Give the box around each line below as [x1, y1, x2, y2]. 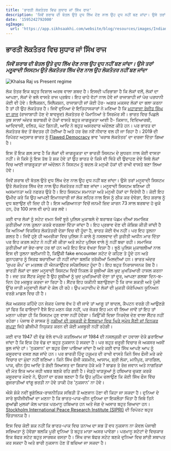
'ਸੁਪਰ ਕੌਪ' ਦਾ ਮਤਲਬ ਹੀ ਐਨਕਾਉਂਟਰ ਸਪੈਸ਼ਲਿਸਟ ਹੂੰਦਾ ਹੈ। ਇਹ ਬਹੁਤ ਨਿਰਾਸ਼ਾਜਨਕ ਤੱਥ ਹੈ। [6, 261, 158, 267]
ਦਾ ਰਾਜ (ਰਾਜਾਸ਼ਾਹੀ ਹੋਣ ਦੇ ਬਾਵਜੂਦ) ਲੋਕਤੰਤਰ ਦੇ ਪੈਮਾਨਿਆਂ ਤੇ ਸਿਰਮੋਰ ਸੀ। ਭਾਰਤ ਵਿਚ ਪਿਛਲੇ [6, 111, 159, 117]
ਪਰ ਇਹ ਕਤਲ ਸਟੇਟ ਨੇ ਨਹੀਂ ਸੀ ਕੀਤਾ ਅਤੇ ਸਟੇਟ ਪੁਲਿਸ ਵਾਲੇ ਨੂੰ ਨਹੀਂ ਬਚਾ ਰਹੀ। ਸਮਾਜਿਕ [6, 238, 152, 245]
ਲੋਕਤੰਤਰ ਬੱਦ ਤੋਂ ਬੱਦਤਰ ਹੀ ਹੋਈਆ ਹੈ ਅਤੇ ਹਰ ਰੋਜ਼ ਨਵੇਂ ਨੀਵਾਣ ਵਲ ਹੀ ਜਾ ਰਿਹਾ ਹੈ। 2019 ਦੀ [6, 128, 158, 134]
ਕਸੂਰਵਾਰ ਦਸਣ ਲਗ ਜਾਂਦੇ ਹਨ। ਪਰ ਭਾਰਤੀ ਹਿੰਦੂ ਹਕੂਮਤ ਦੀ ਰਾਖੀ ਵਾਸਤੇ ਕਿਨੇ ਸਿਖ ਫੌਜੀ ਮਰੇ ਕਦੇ [6, 350, 163, 356]
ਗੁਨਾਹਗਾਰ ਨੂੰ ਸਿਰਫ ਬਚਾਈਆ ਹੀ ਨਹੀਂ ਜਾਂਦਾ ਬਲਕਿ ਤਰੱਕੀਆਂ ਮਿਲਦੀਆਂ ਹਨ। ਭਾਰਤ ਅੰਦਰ [6, 256, 155, 262]
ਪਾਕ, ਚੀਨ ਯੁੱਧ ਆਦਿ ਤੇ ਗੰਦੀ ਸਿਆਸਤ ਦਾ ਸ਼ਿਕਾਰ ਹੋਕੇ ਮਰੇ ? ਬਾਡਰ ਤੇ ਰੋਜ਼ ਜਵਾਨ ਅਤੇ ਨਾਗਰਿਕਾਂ [6, 362, 163, 368]
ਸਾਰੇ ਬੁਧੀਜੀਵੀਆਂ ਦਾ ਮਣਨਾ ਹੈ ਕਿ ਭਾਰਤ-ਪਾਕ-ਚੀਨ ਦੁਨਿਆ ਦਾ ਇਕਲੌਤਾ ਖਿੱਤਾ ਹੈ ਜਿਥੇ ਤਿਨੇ [6, 395, 154, 401]
